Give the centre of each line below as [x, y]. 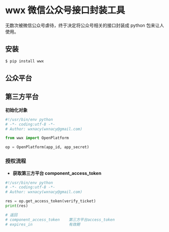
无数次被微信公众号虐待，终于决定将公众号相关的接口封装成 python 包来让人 [85, 25]
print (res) [17, 206]
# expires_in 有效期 [43, 224]
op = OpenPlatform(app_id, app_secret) [47, 147]
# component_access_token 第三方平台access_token [60, 220]
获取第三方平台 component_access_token [57, 173]
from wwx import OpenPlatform [37, 138]
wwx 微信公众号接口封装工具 [65, 10]
